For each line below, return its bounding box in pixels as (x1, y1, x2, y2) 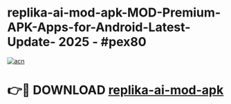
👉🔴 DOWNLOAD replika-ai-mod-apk (7, 83, 224, 98)
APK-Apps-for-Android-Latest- (7, 19, 191, 35)
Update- (7, 34, 56, 50)
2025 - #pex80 (58, 34, 147, 50)
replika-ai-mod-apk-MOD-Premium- (7, 5, 221, 21)
